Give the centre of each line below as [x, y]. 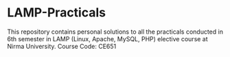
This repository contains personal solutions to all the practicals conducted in [115, 32]
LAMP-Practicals [57, 13]
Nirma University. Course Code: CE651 [62, 46]
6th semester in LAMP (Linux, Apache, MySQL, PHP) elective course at [107, 38]
